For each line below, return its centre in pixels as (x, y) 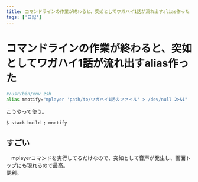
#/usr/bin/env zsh (29, 94)
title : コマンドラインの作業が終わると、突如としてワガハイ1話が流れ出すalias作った (98, 12)
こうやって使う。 (27, 112)
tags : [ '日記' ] (24, 17)
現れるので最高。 (47, 165)
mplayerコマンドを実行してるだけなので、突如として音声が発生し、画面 (98, 158)
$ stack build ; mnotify (37, 123)
